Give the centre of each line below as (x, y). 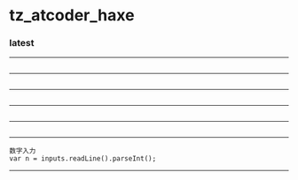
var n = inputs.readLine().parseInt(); (83, 159)
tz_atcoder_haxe (72, 15)
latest (22, 43)
